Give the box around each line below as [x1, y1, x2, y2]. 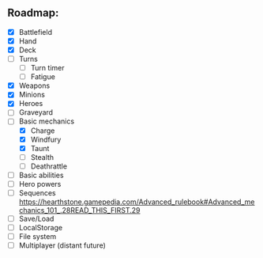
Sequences [18, 188, 56, 197]
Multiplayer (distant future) [18, 241, 106, 250]
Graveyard [18, 108, 53, 117]
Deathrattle [30, 161, 68, 171]
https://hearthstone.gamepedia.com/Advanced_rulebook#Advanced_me [18, 197, 255, 207]
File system [18, 232, 57, 241]
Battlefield [18, 27, 53, 36]
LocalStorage [18, 223, 63, 233]
